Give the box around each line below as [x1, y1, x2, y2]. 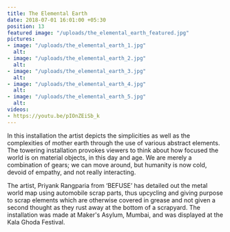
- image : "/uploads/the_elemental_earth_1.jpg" [7, 42, 147, 49]
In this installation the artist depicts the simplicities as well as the [7, 131, 191, 140]
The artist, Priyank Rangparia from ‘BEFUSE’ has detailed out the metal [7, 181, 208, 189]
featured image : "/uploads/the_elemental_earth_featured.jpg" [7, 29, 189, 36]
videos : [7, 106, 30, 113]
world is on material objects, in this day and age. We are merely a [7, 153, 192, 162]
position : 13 [7, 23, 45, 30]
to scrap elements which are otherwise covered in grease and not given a [7, 196, 216, 204]
